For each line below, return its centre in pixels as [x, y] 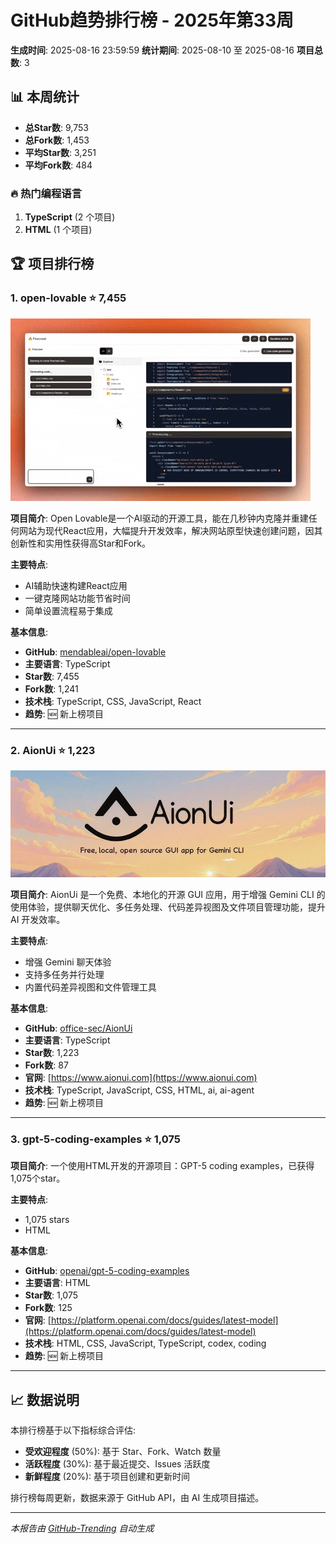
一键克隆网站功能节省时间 [77, 598]
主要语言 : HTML [57, 1283]
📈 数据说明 [45, 1399]
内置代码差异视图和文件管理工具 [90, 987]
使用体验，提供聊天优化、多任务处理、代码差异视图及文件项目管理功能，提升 [168, 907]
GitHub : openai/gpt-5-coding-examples [107, 1271]
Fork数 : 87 [46, 1065]
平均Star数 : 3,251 [60, 152]
